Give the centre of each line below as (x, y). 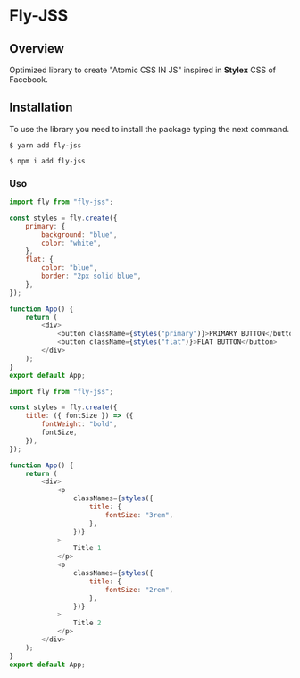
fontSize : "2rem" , (139, 590)
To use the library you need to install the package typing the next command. (150, 129)
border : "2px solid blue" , (92, 276)
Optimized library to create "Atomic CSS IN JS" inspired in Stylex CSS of (143, 70)
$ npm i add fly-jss (48, 161)
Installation (41, 108)
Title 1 (87, 548)
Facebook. (29, 80)
